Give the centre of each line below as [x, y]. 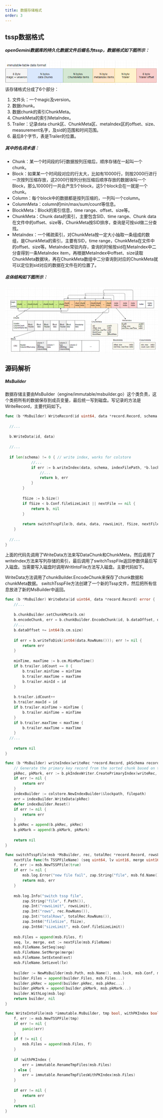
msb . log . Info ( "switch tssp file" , [49, 896]
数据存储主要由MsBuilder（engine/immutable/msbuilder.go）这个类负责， [79, 394]
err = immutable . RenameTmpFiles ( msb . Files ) [67, 1065]
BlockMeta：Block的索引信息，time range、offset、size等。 [72, 210]
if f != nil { [28, 1039]
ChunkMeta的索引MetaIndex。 [43, 118]
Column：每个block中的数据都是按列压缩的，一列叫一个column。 [77, 198]
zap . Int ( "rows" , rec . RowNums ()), [56, 911]
